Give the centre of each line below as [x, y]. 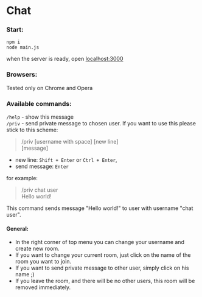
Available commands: [39, 103]
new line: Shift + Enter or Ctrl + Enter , [66, 160]
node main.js [23, 47]
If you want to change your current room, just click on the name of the [103, 255]
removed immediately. [43, 287]
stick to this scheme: [32, 130]
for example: [22, 178]
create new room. [37, 249]
